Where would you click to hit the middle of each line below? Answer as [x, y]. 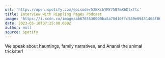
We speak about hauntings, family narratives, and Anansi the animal [74, 46]
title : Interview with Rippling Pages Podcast [54, 14]
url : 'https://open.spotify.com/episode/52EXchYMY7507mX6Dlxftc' [73, 10]
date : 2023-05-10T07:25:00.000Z [38, 23]
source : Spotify [22, 32]
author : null [18, 28]
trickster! [14, 51]
